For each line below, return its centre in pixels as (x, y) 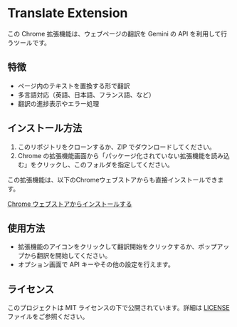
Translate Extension (68, 13)
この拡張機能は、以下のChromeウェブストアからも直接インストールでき (113, 180)
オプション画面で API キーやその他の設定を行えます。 (96, 264)
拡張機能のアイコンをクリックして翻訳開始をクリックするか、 (108, 246)
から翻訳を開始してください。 (68, 256)
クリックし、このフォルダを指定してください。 (105, 165)
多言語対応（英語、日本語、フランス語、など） (86, 95)
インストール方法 (45, 129)
